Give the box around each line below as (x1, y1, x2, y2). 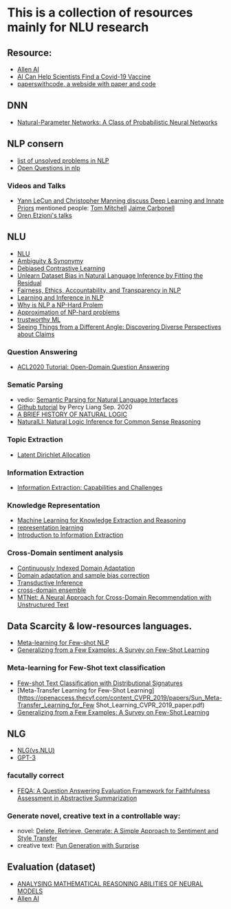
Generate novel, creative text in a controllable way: (7, 811, 181, 821)
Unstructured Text (16, 600, 69, 609)
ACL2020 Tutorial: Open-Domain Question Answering (16, 363, 170, 371)
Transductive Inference (16, 578, 83, 586)
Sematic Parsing (7, 380, 63, 389)
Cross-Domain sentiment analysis (7, 548, 124, 558)
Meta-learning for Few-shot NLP (16, 639, 109, 647)
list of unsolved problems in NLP (16, 156, 109, 165)
